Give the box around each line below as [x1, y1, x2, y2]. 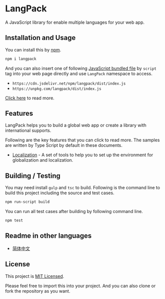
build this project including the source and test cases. [5, 190, 115, 196]
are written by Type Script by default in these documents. [5, 142, 123, 148]
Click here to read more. [5, 95, 55, 101]
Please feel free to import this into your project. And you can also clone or [5, 283, 156, 289]
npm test [5, 218, 23, 223]
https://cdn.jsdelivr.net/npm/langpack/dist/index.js [12, 81, 126, 86]
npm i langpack [5, 56, 37, 61]
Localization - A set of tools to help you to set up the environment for [12, 152, 154, 158]
